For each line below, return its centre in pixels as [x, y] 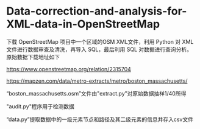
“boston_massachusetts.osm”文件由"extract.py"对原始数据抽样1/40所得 [96, 93]
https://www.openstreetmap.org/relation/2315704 [69, 69]
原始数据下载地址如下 [33, 57]
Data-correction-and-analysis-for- [97, 11]
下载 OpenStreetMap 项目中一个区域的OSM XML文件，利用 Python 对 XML [100, 41]
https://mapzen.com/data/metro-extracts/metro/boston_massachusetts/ [97, 81]
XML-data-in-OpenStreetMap [83, 24]
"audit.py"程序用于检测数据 [40, 106]
